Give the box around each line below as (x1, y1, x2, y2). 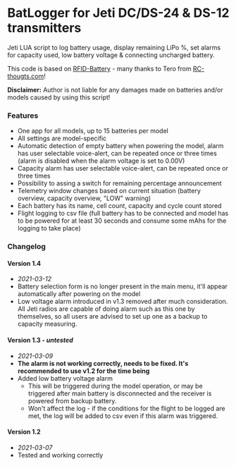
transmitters (7, 20, 82, 36)
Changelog (7, 242, 46, 252)
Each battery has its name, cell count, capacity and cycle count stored (17, 202, 222, 210)
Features (7, 111, 39, 121)
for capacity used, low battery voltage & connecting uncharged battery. (7, 51, 215, 59)
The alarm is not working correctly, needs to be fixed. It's (17, 359, 189, 367)
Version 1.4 (7, 259, 42, 267)
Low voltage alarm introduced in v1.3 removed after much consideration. (17, 298, 228, 306)
